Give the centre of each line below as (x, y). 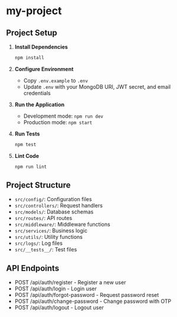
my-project (34, 11)
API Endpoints (33, 268)
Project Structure (38, 185)
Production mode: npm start (58, 122)
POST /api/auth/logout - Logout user (59, 308)
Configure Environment (44, 69)
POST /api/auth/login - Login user (56, 289)
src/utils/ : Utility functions (48, 237)
